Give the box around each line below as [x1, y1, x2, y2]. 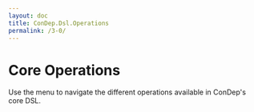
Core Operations [8, 61, 121, 79]
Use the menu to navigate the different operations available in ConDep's [8, 87, 247, 97]
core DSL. [8, 96, 42, 106]
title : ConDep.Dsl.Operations [8, 19, 110, 27]
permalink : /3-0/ [8, 26, 67, 34]
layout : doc [8, 11, 48, 20]
